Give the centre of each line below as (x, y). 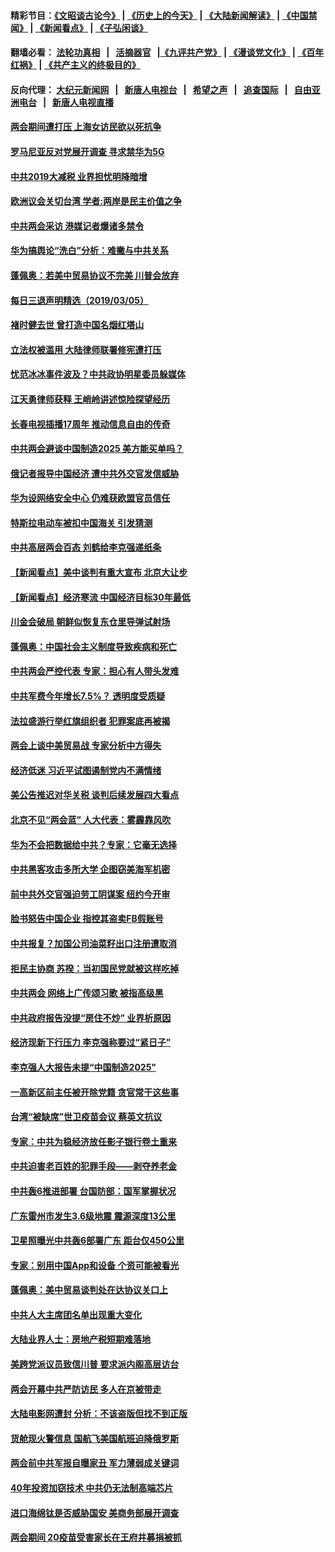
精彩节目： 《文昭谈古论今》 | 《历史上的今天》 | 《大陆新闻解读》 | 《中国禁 (164, 15)
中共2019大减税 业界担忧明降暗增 (79, 176)
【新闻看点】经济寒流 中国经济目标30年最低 (100, 597)
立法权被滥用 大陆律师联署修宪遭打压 (86, 349)
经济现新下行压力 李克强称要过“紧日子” (91, 1042)
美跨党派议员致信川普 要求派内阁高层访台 (95, 1364)
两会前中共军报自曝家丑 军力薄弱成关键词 (95, 1463)
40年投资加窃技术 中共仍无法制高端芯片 (92, 1488)
